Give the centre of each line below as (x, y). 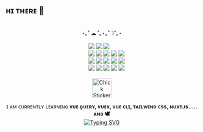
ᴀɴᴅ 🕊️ (102, 113)
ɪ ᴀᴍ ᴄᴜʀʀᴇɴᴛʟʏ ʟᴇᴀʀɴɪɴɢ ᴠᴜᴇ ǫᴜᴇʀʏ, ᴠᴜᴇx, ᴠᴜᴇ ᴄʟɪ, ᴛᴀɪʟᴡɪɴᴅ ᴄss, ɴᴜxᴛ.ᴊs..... (102, 106)
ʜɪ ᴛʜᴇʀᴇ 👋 (25, 11)
